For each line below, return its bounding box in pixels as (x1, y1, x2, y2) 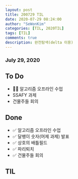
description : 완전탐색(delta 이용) (5, 40, 73, 45)
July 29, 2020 (5, 56, 40, 63)
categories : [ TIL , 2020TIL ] (5, 26, 64, 31)
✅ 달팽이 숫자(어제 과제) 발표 (12, 133, 69, 139)
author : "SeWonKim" (5, 21, 46, 27)
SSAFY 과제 (12, 92, 37, 98)
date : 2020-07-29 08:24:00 (5, 17, 62, 22)
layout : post (5, 7, 33, 13)
